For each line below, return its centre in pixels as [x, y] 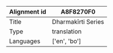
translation [67, 31]
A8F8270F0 [78, 12]
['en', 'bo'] [67, 41]
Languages [25, 41]
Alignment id [28, 12]
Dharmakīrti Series [78, 22]
